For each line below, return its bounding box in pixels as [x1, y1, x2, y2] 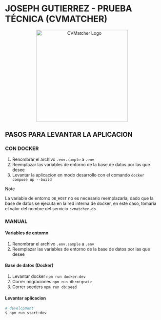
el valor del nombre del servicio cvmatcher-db [5, 205, 96, 211]
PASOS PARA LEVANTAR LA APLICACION [5, 130, 133, 139]
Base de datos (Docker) [5, 263, 54, 269]
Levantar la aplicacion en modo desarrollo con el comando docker [12, 172, 145, 178]
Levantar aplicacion [5, 295, 46, 301]
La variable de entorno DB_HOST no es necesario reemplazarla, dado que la [5, 195, 154, 201]
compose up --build [12, 177, 52, 182]
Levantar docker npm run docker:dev [12, 273, 86, 279]
